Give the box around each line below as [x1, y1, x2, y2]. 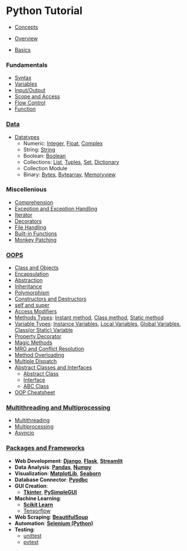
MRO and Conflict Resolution [14, 345, 85, 353]
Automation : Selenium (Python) [14, 519, 93, 526]
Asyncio [14, 430, 34, 437]
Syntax [14, 75, 32, 82]
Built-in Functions [14, 230, 57, 237]
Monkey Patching [14, 236, 57, 243]
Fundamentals [6, 60, 48, 69]
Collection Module [23, 164, 68, 171]
